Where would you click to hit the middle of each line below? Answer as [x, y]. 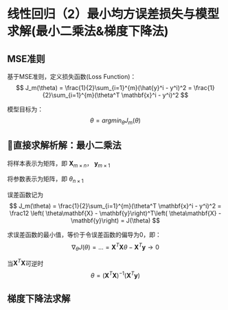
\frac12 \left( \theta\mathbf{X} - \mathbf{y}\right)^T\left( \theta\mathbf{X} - [115, 213]
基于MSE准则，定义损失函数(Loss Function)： [72, 77]
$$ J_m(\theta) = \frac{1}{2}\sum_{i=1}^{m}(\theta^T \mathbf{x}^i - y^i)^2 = [115, 206]
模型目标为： [25, 109]
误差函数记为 [25, 195]
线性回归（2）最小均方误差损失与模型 [113, 14]
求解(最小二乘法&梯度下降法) [88, 31]
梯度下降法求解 [39, 299]
